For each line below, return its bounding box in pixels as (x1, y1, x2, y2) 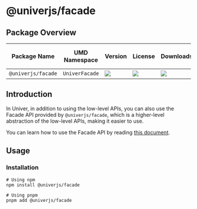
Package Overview (6, 28, 77, 38)
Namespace (63, 56, 98, 64)
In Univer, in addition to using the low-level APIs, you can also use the (6, 105, 175, 112)
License (133, 52, 155, 60)
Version (104, 52, 127, 60)
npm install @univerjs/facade (6, 182, 80, 188)
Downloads (161, 52, 193, 60)
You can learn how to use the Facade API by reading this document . (6, 129, 170, 136)
